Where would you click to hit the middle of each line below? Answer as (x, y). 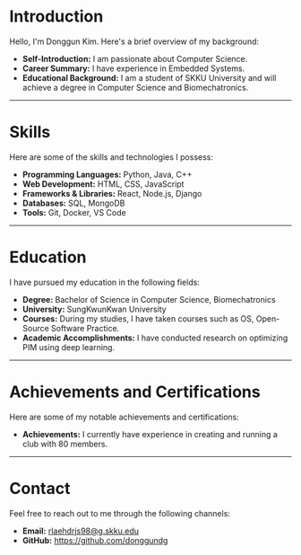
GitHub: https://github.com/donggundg (95, 540)
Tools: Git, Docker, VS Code (74, 212)
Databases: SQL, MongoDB (73, 203)
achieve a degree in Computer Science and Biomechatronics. (135, 87)
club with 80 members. (65, 444)
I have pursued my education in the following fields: (104, 282)
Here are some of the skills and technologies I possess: (111, 157)
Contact (40, 488)
